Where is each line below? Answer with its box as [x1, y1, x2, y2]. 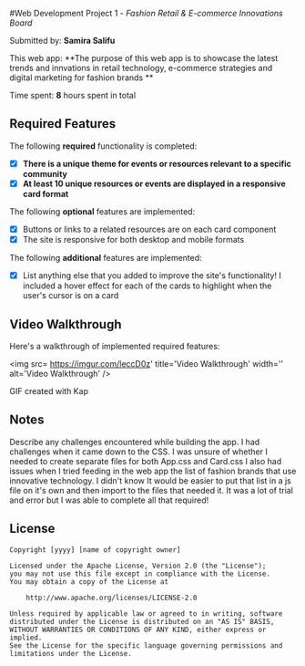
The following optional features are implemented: [9, 205, 196, 217]
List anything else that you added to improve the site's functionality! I [22, 270, 282, 281]
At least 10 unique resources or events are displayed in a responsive [22, 178, 287, 189]
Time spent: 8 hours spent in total [9, 90, 137, 100]
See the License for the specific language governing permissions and [9, 640, 283, 650]
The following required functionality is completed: [9, 140, 198, 151]
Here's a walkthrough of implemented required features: [9, 340, 220, 351]
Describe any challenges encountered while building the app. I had [9, 436, 260, 447]
